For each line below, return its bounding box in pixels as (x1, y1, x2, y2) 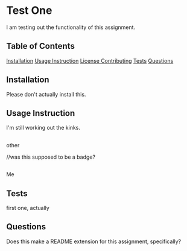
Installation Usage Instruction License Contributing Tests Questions (6, 57, 174, 64)
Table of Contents (6, 41, 75, 51)
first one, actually (6, 204, 49, 211)
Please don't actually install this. (6, 91, 86, 98)
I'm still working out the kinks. (6, 124, 80, 132)
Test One (6, 4, 52, 17)
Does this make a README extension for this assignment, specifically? (6, 238, 182, 245)
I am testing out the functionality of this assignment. (6, 24, 136, 31)
